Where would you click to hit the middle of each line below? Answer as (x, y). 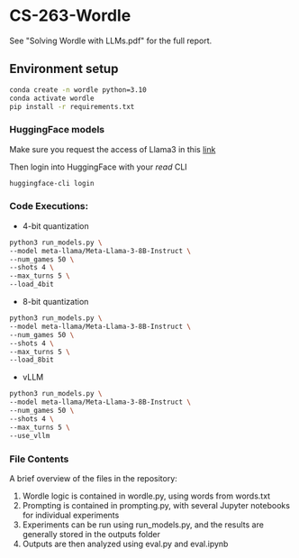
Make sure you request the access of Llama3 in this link (113, 149)
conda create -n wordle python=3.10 (78, 90)
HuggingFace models (57, 130)
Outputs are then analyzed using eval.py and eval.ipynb (125, 544)
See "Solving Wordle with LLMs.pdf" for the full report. (111, 41)
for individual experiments (71, 515)
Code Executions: (49, 206)
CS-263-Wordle (70, 16)
